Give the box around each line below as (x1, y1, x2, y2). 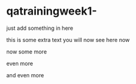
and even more (6, 71, 45, 79)
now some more (6, 47, 47, 55)
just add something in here (6, 24, 74, 32)
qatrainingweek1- (6, 4, 98, 18)
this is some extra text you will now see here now (6, 36, 130, 43)
